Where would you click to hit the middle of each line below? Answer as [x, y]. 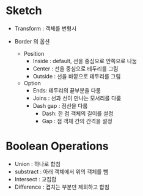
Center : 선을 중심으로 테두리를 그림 [75, 69]
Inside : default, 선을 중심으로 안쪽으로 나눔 [85, 61]
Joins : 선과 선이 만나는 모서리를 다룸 [77, 98]
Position [34, 53]
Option [32, 83]
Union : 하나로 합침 [37, 164]
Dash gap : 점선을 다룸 [60, 105]
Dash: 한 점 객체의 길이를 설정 [78, 113]
